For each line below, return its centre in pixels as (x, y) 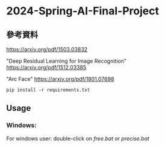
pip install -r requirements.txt (48, 90)
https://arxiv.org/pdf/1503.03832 (47, 49)
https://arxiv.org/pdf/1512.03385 (46, 67)
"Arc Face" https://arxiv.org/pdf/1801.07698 (60, 79)
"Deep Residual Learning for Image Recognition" (66, 61)
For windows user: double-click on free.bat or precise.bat (78, 138)
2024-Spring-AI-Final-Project (83, 11)
